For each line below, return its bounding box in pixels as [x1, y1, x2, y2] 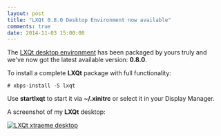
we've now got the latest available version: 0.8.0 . [7, 56, 147, 64]
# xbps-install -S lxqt [7, 82, 76, 90]
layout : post [7, 10, 45, 17]
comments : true [7, 23, 51, 30]
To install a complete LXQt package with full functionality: [7, 69, 171, 77]
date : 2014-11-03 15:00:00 [7, 29, 85, 37]
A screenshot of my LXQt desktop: [7, 108, 106, 116]
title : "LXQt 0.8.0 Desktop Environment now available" [7, 17, 171, 23]
